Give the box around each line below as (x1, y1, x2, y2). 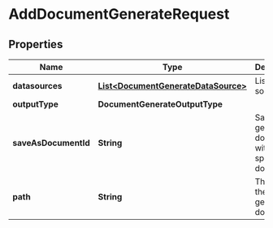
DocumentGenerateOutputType (97, 99, 223, 110)
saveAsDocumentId (12, 138, 91, 148)
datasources (12, 81, 63, 91)
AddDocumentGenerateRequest (8, 5, 230, 24)
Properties (8, 37, 63, 51)
